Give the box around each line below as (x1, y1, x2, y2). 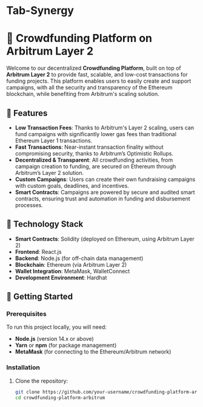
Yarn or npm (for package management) (15, 341, 117, 349)
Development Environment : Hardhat (15, 274, 107, 281)
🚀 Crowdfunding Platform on (6, 32, 153, 46)
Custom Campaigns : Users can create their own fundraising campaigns (15, 176, 196, 183)
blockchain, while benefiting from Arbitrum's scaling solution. (6, 91, 159, 98)
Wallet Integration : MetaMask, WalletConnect (15, 267, 130, 275)
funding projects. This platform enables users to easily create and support (6, 77, 191, 85)
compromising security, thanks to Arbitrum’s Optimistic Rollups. (15, 149, 174, 157)
